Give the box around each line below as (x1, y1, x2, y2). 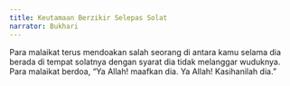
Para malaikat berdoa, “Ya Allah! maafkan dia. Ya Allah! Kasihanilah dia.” (9, 65, 277, 77)
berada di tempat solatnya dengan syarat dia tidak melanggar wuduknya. (9, 56, 281, 67)
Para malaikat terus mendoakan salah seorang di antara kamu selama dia (9, 46, 282, 57)
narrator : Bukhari (9, 22, 79, 31)
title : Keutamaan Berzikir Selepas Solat (9, 13, 168, 23)
